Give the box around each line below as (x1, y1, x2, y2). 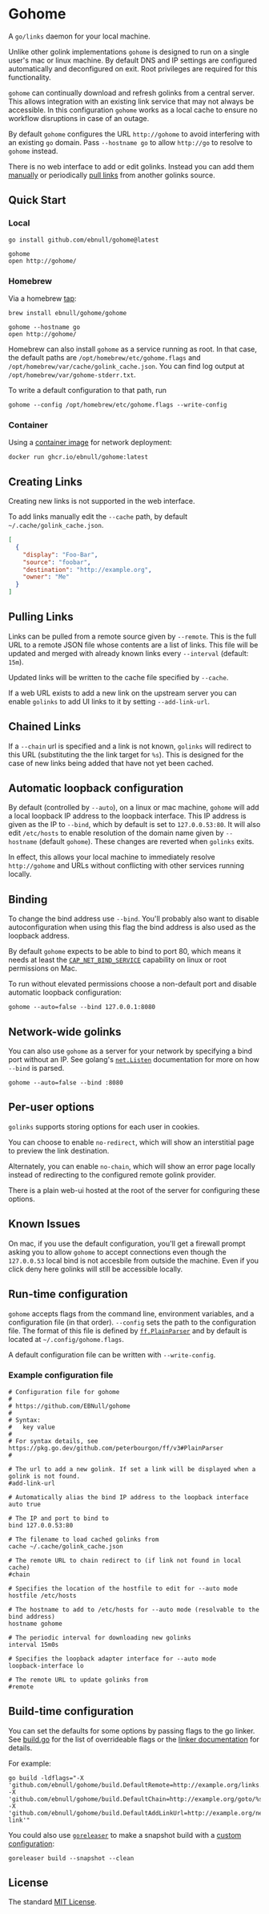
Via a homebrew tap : (8, 294, 77, 303)
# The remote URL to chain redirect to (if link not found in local (8, 1556, 242, 1564)
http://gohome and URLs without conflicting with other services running (8, 861, 245, 870)
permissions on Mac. (8, 963, 78, 973)
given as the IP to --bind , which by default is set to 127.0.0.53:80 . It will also (8, 820, 261, 829)
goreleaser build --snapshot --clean (8, 1854, 134, 1862)
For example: (8, 1758, 52, 1768)
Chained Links (8, 720, 82, 734)
